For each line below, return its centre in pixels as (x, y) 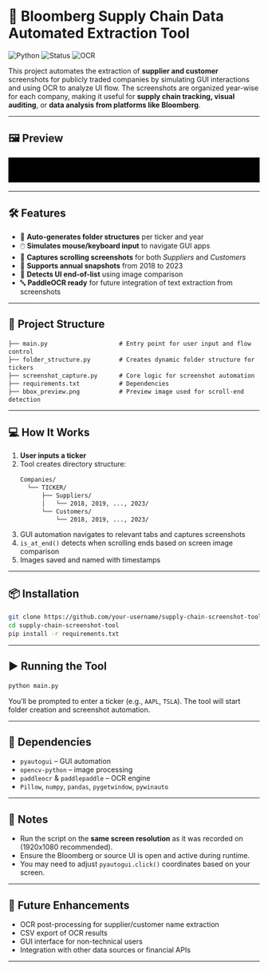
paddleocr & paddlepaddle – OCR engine (85, 778)
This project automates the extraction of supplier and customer (113, 70)
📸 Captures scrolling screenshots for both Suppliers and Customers (133, 257)
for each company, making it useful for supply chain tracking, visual (122, 96)
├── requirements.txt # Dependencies (89, 384)
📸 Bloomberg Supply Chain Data (116, 16)
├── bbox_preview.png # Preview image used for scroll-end (126, 392)
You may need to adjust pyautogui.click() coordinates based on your (135, 864)
